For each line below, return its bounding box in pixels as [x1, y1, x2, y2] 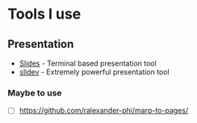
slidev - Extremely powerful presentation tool [19, 67, 170, 77]
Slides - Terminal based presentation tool [19, 58, 157, 68]
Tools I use [7, 5, 82, 23]
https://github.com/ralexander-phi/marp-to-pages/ [19, 106, 189, 116]
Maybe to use [7, 87, 62, 98]
